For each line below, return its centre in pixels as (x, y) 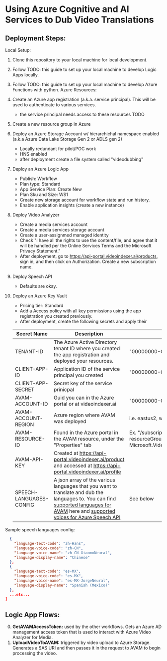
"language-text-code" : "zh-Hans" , (50, 543)
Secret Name (32, 334)
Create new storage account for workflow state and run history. (85, 200)
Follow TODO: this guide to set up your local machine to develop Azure (85, 84)
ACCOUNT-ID (31, 404)
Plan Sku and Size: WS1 (44, 195)
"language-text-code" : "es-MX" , (47, 571)
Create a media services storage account (62, 230)
